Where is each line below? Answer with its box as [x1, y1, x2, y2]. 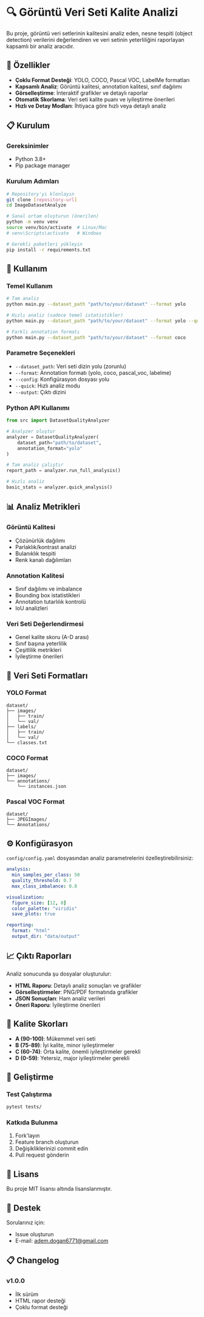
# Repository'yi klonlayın [6, 191, 75, 197]
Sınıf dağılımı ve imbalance [15, 585, 83, 592]
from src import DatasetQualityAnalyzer [6, 417, 110, 423]
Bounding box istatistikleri [15, 591, 80, 599]
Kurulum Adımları [6, 177, 59, 186]
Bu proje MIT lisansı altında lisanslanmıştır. [6, 1185, 112, 1192]
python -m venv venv [6, 219, 59, 225]
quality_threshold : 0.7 [12, 878, 72, 884]
